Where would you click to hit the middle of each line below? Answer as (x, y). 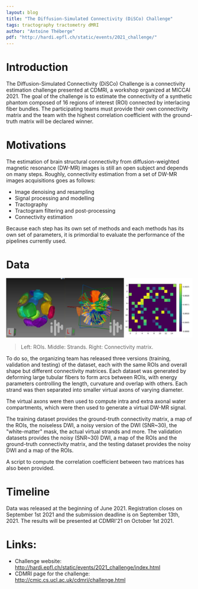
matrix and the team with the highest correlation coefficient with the (89, 115)
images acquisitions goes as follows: (51, 180)
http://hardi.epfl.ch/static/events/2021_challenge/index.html (87, 567)
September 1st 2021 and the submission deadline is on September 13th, (93, 515)
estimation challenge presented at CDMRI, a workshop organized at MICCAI (98, 90)
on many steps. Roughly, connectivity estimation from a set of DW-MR (92, 174)
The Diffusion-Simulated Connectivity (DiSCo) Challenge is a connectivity (96, 84)
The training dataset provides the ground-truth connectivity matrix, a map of (99, 419)
